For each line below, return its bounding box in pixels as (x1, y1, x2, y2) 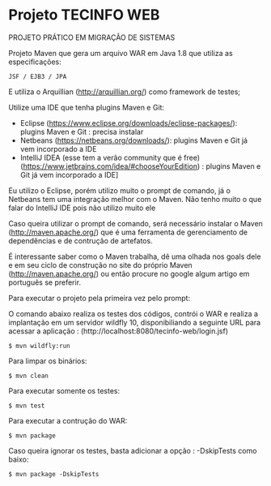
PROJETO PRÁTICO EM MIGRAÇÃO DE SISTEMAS (8, 32, 176, 42)
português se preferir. (8, 277, 82, 287)
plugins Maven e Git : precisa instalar (19, 127, 144, 136)
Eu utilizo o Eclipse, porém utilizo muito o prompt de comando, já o (8, 185, 231, 196)
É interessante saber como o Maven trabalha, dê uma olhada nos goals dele (8, 252, 261, 261)
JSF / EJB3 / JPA (8, 72, 67, 80)
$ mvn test (8, 402, 45, 410)
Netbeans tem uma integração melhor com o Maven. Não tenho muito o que (8, 194, 262, 204)
